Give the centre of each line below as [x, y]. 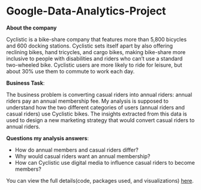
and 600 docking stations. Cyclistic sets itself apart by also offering [89, 46]
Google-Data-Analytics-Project [86, 11]
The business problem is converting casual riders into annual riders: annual [99, 94]
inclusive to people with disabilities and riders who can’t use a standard [94, 58]
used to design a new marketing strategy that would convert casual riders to [100, 120]
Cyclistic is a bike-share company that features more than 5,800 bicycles [97, 39]
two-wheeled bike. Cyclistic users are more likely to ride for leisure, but [94, 65]
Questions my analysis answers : [47, 138]
